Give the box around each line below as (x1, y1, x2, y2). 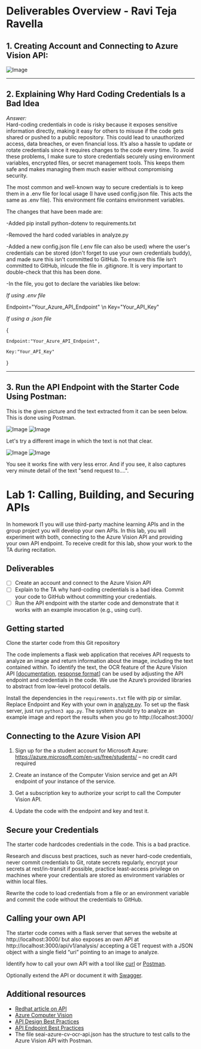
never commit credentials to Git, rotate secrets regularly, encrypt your (6, 859, 178, 866)
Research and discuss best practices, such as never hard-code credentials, (6, 853, 193, 859)
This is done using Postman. (6, 414, 76, 421)
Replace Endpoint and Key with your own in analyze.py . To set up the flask (6, 701, 190, 708)
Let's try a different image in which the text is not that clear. (6, 437, 153, 444)
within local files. (6, 878, 48, 885)
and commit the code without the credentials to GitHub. (6, 896, 143, 903)
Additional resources (6, 989, 86, 999)
